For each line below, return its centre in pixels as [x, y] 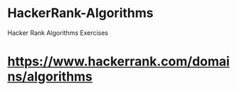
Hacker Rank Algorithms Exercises [58, 33]
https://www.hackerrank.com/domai [118, 61]
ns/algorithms [50, 77]
